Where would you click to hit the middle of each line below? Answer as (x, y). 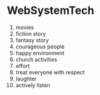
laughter (26, 79)
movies (25, 27)
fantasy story (32, 40)
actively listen (33, 85)
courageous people (40, 47)
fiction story (31, 33)
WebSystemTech (51, 11)
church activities (36, 59)
